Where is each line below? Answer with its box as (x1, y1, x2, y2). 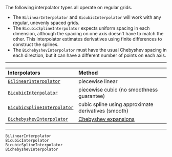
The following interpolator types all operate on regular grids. (5, 5, 132, 10)
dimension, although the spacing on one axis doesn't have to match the (12, 31, 164, 36)
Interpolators (8, 69, 40, 76)
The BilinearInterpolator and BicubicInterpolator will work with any (12, 14, 161, 20)
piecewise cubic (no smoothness (78, 86, 158, 93)
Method (78, 69, 98, 76)
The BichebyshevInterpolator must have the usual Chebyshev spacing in (12, 47, 167, 53)
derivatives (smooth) (78, 107, 129, 114)
